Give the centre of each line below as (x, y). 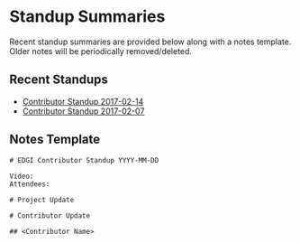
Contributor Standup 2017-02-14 (83, 101)
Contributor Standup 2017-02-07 (83, 111)
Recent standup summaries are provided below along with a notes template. (150, 42)
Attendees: (30, 184)
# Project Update (42, 200)
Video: (22, 176)
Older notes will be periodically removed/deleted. (100, 51)
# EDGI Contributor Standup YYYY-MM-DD (84, 160)
